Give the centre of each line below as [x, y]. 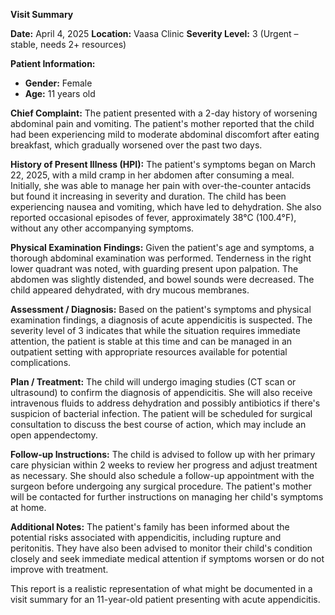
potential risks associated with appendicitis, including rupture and [146, 537]
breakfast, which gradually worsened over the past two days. [136, 145]
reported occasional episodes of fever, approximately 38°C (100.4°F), [153, 217]
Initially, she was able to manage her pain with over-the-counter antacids [161, 185]
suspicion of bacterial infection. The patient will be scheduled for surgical [161, 413]
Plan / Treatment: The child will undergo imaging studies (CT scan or [153, 382]
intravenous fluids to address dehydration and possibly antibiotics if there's [165, 403]
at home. [28, 507]
